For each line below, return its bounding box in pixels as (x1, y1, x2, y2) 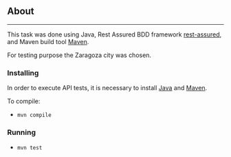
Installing (7, 68, 39, 78)
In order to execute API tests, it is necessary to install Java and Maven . (7, 84, 208, 92)
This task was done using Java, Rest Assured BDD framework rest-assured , (7, 30, 222, 39)
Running (7, 127, 36, 137)
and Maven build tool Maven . (7, 37, 89, 45)
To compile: (7, 97, 41, 105)
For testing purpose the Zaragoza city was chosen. (7, 51, 152, 59)
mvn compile (16, 112, 52, 119)
